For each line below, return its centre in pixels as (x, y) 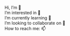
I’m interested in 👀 (23, 13)
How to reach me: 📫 (25, 28)
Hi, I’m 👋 (13, 8)
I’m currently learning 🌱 (28, 18)
